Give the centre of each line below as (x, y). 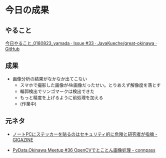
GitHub (12, 49)
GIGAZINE (23, 139)
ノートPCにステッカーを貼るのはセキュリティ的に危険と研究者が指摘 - (85, 134)
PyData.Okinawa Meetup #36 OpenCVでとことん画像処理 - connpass (84, 150)
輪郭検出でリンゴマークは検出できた (57, 91)
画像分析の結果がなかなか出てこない (50, 78)
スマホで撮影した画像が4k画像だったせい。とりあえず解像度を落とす (90, 85)
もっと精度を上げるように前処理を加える (61, 97)
